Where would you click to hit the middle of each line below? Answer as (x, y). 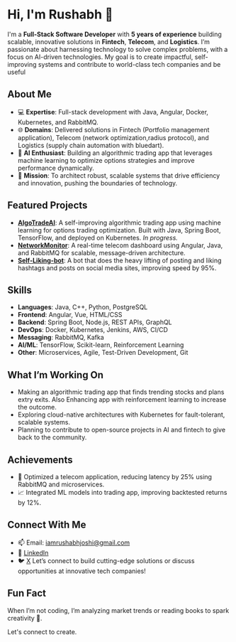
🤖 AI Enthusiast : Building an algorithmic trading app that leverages (115, 153)
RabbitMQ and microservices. (61, 484)
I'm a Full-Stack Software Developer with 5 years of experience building (114, 34)
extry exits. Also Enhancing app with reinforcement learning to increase (122, 400)
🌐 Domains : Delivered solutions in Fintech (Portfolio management (113, 129)
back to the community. (52, 437)
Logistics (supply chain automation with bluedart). (91, 145)
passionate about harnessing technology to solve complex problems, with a (118, 49)
